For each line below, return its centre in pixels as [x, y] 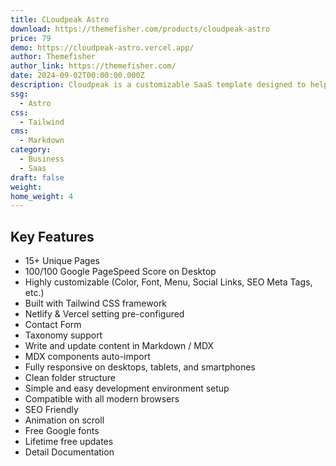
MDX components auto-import [87, 357]
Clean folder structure [70, 378]
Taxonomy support [63, 335]
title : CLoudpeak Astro [60, 19]
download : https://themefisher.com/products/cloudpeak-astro [140, 29]
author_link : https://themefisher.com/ [93, 66]
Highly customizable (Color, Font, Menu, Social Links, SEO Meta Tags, [168, 282]
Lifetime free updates [69, 442]
